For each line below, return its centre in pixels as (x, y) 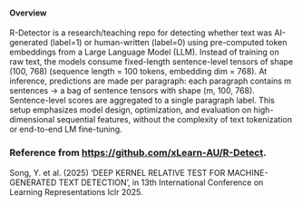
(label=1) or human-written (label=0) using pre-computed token (168, 43)
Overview (28, 13)
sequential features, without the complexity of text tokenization (175, 120)
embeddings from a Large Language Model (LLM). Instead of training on (144, 52)
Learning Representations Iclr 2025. (76, 191)
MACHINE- (248, 172)
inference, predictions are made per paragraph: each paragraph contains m (151, 81)
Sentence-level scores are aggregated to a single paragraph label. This (142, 101)
